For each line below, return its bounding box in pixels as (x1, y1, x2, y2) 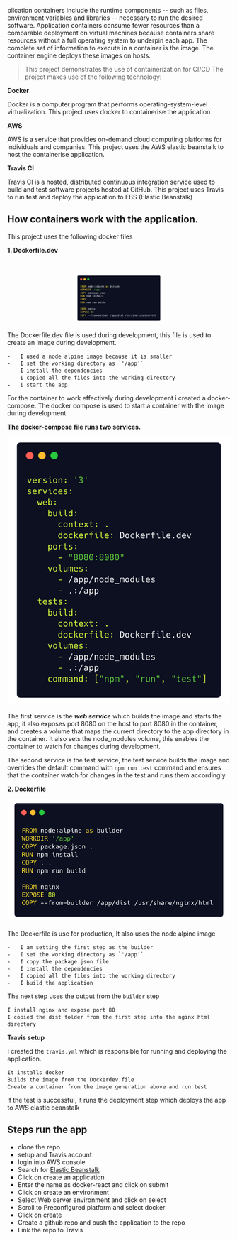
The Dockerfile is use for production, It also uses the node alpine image (7, 929, 216, 938)
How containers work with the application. (7, 213, 199, 226)
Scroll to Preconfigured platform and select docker (17, 1203, 166, 1211)
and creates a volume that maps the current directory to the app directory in (7, 727, 229, 736)
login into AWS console (17, 1157, 86, 1166)
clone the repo (17, 1142, 61, 1151)
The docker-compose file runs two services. (7, 422, 141, 431)
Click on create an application (17, 1173, 105, 1181)
